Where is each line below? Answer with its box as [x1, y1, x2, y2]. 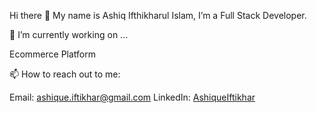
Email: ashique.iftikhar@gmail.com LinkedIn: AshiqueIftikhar [9, 91, 256, 103]
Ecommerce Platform [9, 48, 96, 60]
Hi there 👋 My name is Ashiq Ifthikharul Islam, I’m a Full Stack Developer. [9, 10, 307, 21]
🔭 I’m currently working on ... [9, 29, 129, 40]
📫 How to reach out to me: [9, 68, 121, 80]
